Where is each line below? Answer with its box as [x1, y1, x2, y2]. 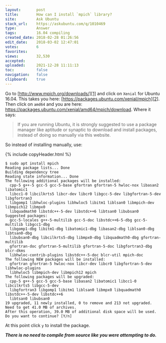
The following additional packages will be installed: [5, 178, 121, 183]
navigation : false [5, 72, 48, 77]
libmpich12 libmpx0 [5, 204, 46, 209]
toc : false [5, 68, 48, 73]
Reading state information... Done [5, 174, 79, 179]
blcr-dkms [5, 248, 26, 253]
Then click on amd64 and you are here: [5, 101, 83, 107]
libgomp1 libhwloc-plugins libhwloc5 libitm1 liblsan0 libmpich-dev [9, 200, 155, 205]
